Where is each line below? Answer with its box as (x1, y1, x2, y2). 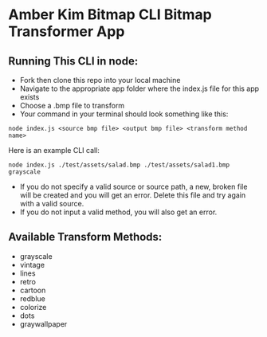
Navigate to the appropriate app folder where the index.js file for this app (19, 84, 260, 93)
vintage (19, 260, 45, 269)
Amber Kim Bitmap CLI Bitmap (8, 6, 213, 24)
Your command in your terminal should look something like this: (19, 109, 229, 119)
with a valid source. (19, 199, 84, 208)
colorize (19, 302, 47, 312)
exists (19, 92, 40, 101)
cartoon (19, 285, 46, 295)
